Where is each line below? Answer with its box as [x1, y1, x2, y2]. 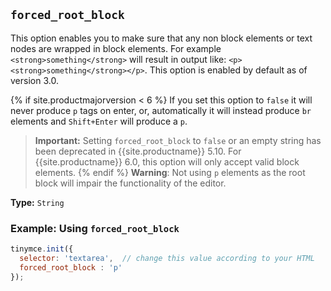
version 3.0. [10, 74, 59, 86]
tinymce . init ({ [10, 244, 74, 254]
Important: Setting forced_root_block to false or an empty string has [34, 134, 322, 146]
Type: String [10, 196, 65, 208]
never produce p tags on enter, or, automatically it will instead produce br [10, 104, 312, 116]
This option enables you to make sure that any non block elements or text [10, 32, 313, 44]
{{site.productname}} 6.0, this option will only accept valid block [34, 155, 300, 168]
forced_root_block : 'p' [19, 262, 123, 273]
